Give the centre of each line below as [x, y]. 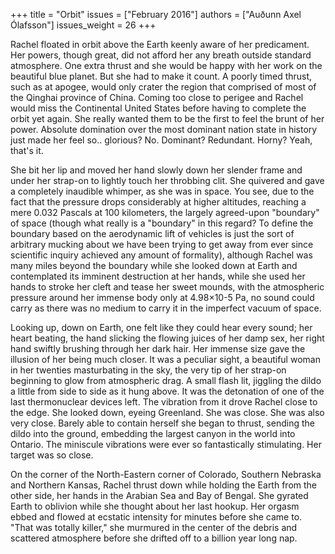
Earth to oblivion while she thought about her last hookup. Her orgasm [155, 506]
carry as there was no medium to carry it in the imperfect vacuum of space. [166, 308]
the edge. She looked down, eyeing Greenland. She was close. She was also [167, 412]
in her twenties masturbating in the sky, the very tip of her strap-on [148, 370]
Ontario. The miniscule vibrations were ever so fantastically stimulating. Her [166, 444]
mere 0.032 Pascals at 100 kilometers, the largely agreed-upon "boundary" [165, 212]
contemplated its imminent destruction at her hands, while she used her [158, 276]
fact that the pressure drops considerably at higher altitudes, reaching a [158, 202]
